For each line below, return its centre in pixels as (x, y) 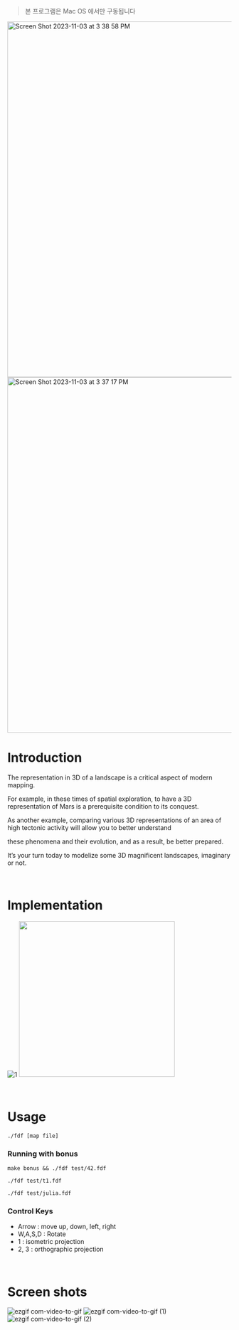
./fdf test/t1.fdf (34, 1181)
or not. (17, 863)
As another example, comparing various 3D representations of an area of (115, 820)
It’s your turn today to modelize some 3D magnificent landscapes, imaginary (119, 855)
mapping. (21, 784)
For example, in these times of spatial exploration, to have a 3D (100, 799)
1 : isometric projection (51, 1242)
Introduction (45, 758)
